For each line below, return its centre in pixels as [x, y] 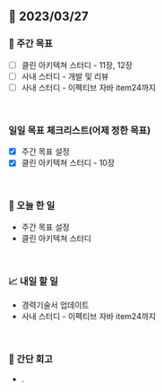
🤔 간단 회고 [30, 359]
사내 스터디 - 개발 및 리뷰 [65, 76]
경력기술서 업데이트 [55, 305]
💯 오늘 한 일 [32, 205]
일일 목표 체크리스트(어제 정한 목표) [80, 130]
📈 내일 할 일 [34, 281]
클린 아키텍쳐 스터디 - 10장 [68, 163]
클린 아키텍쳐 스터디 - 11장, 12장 [77, 65]
